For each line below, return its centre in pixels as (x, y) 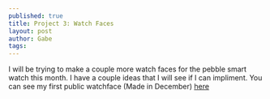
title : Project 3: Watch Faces (61, 24)
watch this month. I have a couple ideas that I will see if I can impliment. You (135, 78)
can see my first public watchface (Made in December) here (109, 87)
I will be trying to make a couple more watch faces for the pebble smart (128, 69)
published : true (36, 16)
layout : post (30, 31)
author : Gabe (30, 39)
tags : (17, 46)
